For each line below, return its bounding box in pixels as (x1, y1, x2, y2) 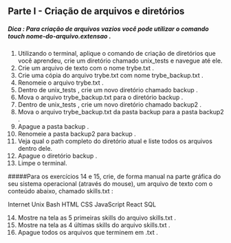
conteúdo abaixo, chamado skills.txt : (8, 187, 113, 196)
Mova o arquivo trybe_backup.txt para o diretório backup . (17, 93, 184, 102)
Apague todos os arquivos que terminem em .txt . (17, 229, 159, 237)
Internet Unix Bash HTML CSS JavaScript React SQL (8, 200, 157, 209)
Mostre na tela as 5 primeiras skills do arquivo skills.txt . (17, 213, 177, 222)
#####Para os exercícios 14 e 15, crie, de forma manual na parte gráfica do (8, 172, 221, 181)
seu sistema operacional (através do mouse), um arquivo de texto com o (8, 180, 213, 188)
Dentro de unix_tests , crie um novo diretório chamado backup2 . (17, 101, 202, 109)
